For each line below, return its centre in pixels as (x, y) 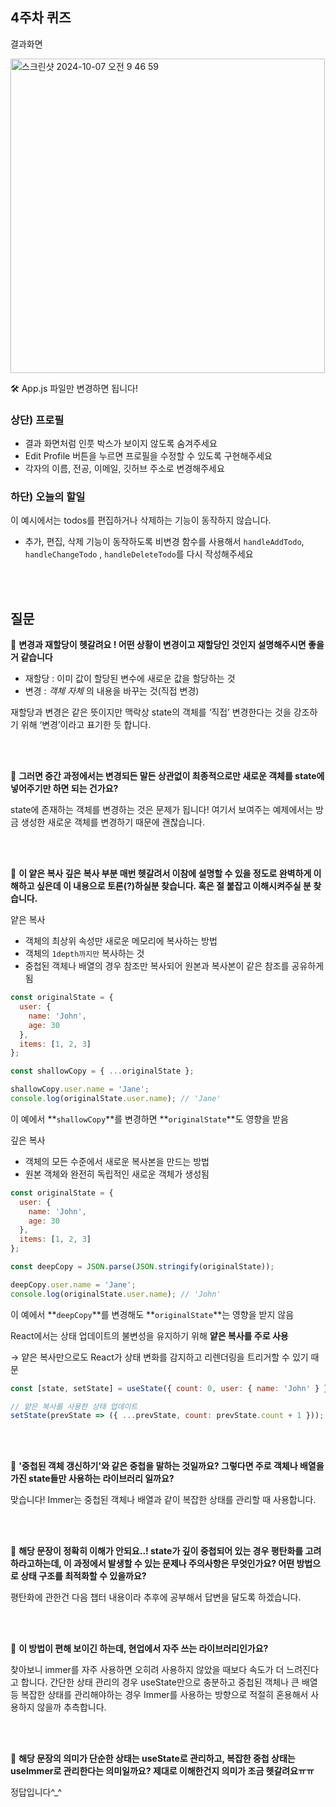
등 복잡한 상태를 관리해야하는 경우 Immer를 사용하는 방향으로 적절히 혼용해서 (159, 1695)
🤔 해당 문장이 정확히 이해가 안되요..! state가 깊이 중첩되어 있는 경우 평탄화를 (157, 1551)
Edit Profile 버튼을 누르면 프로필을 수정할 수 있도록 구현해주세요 (148, 456)
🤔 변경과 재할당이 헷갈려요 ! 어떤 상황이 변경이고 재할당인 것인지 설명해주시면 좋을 (167, 645)
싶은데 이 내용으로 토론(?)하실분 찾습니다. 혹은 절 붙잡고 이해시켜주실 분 (174, 886)
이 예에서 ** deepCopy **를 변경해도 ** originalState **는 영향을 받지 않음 (152, 1314)
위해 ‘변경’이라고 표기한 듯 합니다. (86, 725)
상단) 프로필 (37, 420)
